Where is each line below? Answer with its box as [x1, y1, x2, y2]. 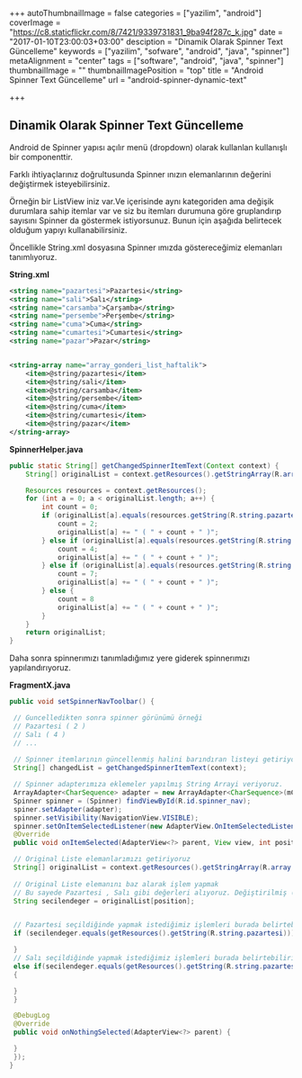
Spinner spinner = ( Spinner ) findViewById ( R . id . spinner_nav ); [13, 796, 252, 805]
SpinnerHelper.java [9, 444, 84, 454]
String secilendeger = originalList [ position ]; [13, 896, 195, 905]
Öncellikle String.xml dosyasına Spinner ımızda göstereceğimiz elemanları [9, 242, 283, 253]
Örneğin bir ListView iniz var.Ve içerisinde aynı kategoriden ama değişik [9, 195, 274, 206]
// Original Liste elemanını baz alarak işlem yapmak [13, 879, 219, 889]
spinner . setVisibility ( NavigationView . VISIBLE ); [13, 813, 200, 822]
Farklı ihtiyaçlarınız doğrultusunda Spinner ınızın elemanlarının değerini [9, 168, 271, 179]
